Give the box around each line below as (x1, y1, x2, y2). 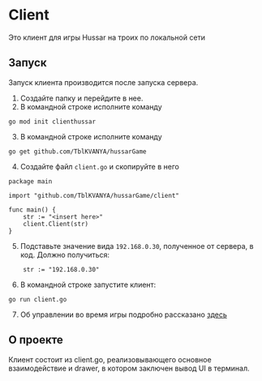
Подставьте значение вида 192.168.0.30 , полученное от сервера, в (19, 241, 254, 250)
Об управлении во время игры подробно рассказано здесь (19, 310, 227, 319)
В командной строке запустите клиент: (19, 280, 157, 289)
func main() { (8, 205, 57, 214)
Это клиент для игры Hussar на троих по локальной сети (8, 32, 205, 42)
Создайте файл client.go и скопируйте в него (19, 161, 180, 171)
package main (8, 177, 53, 186)
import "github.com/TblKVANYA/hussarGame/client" (8, 191, 180, 199)
